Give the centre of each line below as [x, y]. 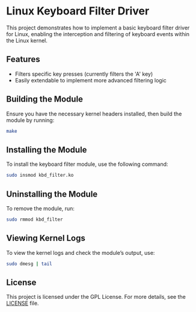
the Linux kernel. [27, 40]
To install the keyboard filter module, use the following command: [87, 164]
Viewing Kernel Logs [46, 238]
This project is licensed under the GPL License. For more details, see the [96, 297]
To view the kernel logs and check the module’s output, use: [81, 252]
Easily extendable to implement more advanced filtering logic [91, 80]
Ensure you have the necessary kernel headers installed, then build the [94, 114]
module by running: [30, 120]
